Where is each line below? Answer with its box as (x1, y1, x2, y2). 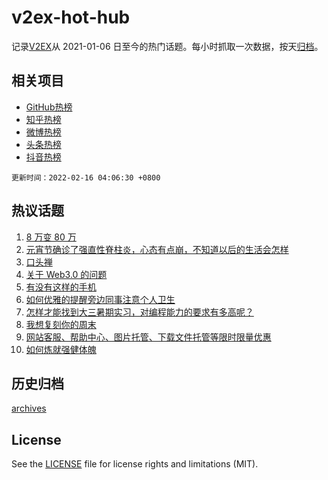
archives (11, 402, 47, 415)
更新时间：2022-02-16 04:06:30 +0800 (11, 172, 161, 183)
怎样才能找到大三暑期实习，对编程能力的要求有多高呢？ (25, 306, 254, 318)
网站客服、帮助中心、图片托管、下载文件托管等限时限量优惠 (25, 331, 272, 343)
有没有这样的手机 (25, 281, 97, 293)
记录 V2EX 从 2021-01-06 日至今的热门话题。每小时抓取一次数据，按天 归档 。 (11, 40, 324, 52)
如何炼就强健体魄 (25, 343, 97, 355)
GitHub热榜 (25, 101, 73, 113)
